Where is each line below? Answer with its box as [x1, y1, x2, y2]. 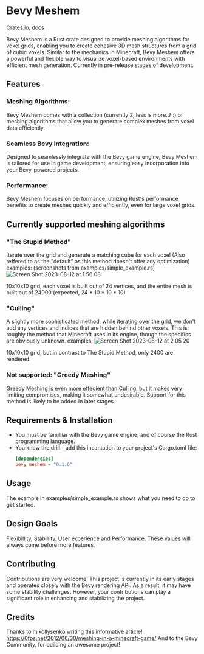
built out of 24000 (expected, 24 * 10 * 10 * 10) [6, 288, 126, 296]
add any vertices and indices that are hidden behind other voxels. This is [6, 324, 188, 332]
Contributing [6, 559, 56, 569]
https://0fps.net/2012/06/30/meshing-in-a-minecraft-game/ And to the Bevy [6, 635, 198, 642]
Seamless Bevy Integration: [6, 139, 89, 148]
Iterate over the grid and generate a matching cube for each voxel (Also [6, 251, 185, 259]
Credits [6, 612, 35, 622]
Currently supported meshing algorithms [6, 219, 165, 229]
